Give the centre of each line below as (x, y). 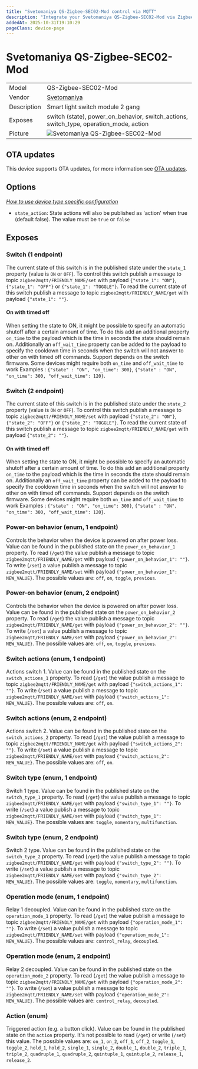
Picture (19, 133)
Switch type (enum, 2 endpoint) (52, 837)
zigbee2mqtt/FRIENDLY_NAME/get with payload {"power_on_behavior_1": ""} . (98, 559)
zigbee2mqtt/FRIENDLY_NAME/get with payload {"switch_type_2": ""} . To (94, 862)
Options (21, 187)
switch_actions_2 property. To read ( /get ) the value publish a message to (95, 737)
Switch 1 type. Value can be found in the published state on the (82, 790)
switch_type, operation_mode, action (98, 124)
